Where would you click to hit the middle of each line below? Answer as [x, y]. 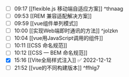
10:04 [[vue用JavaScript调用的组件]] [59, 38]
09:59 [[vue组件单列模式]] [46, 24]
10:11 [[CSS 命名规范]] [41, 45]
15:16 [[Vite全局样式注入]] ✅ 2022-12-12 [63, 60]
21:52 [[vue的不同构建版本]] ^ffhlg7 [57, 68]
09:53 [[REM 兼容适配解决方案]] [53, 16]
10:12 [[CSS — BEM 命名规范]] [51, 53]
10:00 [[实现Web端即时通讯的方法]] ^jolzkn [66, 31]
